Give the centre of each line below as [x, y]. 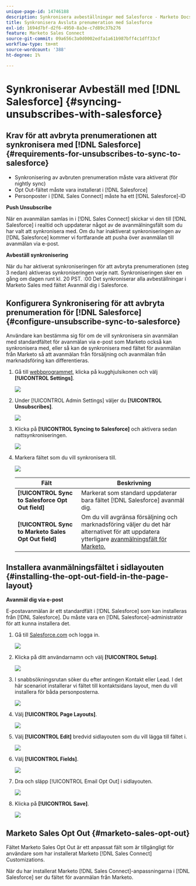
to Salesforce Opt [42, 500]
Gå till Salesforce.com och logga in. [57, 635]
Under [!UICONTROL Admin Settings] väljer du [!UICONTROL [88, 401]
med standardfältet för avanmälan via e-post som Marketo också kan [89, 342]
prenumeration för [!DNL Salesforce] [74, 313]
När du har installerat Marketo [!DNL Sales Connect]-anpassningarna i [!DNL [98, 871]
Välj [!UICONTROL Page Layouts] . [56, 714]
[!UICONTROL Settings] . [44, 378]
